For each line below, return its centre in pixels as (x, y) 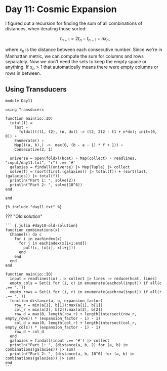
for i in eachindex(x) (38, 239)
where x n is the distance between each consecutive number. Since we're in (84, 50)
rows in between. (23, 73)
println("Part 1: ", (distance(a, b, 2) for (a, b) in (69, 345)
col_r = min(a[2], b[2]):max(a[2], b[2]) (58, 310)
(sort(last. (136, 172)
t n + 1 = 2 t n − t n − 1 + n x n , (85, 39)
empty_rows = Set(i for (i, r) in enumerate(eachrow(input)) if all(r (86, 292)
